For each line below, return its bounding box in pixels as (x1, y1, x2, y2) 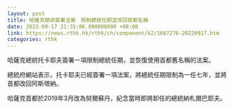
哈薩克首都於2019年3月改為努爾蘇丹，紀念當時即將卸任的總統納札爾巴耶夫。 (7, 94, 226, 103)
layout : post (7, 10, 45, 17)
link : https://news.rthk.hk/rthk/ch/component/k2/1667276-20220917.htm (7, 29, 219, 37)
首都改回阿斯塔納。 (7, 79, 63, 87)
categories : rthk (7, 36, 58, 43)
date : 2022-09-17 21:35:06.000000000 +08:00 (7, 23, 139, 30)
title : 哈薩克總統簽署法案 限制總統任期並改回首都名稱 (7, 17, 148, 24)
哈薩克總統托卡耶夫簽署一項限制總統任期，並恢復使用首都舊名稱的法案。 (7, 56, 214, 65)
